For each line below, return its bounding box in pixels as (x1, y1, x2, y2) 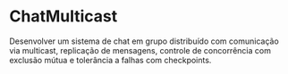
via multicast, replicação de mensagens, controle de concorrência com (9, 45, 271, 55)
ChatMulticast (9, 6, 118, 27)
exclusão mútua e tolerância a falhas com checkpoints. (9, 54, 212, 65)
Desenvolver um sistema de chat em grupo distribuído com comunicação (9, 36, 279, 46)
